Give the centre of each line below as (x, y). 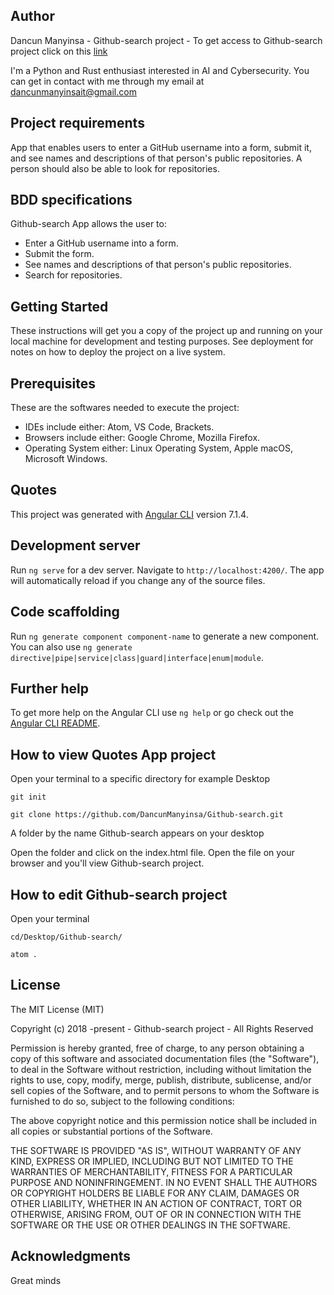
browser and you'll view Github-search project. (107, 863)
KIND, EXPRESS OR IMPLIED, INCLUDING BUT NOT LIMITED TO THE (152, 1161)
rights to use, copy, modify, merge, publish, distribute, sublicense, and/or (161, 1080)
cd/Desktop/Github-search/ (66, 937)
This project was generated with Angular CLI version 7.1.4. (129, 514)
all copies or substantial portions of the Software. (111, 1131)
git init (28, 797)
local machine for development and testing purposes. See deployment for (162, 341)
